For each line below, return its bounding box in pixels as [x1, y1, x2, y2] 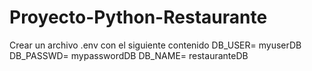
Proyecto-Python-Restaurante [9, 6, 268, 29]
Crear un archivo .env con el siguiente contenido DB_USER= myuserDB [9, 39, 302, 51]
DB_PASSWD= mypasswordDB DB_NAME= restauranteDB [9, 49, 249, 61]
